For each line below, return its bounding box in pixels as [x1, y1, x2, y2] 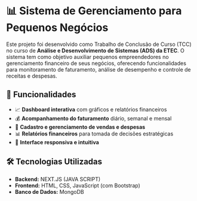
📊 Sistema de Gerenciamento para [6, 4, 182, 18]
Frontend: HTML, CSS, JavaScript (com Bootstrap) [14, 182, 140, 189]
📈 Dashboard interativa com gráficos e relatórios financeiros [14, 106, 167, 113]
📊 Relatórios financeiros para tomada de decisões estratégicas [14, 130, 174, 137]
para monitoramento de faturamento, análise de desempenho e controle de [6, 66, 191, 73]
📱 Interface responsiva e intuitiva [14, 138, 100, 146]
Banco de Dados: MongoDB [14, 188, 85, 195]
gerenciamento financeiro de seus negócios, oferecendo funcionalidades [6, 60, 187, 67]
